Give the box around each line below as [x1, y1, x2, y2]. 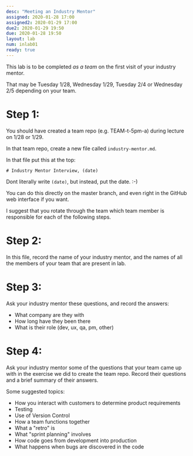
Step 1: [6, 107, 40, 121]
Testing [14, 405, 33, 412]
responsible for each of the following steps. [6, 213, 111, 220]
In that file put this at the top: [6, 156, 76, 163]
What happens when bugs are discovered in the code [14, 443, 144, 450]
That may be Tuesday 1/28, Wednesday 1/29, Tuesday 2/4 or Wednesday [6, 81, 183, 88]
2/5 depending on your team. [6, 87, 77, 94]
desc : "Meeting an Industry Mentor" [6, 8, 96, 15]
